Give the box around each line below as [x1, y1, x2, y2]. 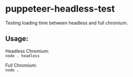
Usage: [5, 34, 29, 43]
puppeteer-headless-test [5, 3, 115, 15]
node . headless [5, 53, 40, 58]
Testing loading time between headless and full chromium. [5, 20, 128, 26]
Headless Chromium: [5, 48, 49, 54]
